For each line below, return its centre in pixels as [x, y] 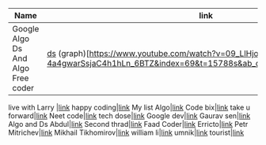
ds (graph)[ [68, 53]
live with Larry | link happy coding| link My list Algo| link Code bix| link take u [129, 107]
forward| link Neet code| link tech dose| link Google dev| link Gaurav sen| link [129, 116]
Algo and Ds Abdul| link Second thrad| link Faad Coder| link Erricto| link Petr [128, 124]
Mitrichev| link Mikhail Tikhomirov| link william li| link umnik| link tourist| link [126, 132]
